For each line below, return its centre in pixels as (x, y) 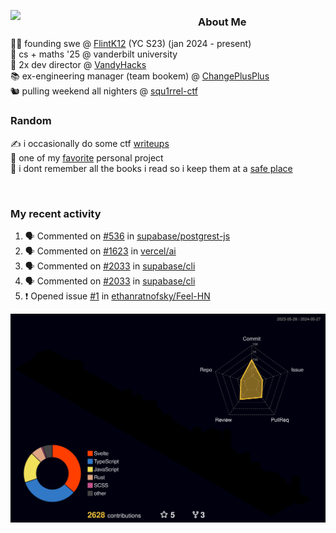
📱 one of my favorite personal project (87, 157)
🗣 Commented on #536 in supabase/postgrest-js (127, 236)
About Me (222, 22)
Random (31, 121)
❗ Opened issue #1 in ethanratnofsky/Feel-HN (117, 296)
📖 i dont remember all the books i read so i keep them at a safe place (151, 168)
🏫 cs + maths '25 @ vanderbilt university (94, 54)
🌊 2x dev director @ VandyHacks (78, 65)
